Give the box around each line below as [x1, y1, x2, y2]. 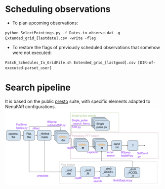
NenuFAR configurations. [5, 103, 56, 110]
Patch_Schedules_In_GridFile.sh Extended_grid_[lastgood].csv [5, 60, 136, 65]
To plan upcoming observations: [12, 20, 78, 26]
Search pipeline [5, 82, 71, 93]
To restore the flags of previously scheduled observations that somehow [12, 44, 161, 50]
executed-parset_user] [5, 65, 52, 70]
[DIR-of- [137, 60, 156, 65]
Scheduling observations [5, 3, 111, 15]
